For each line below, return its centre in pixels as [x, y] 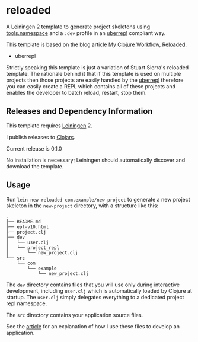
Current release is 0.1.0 [34, 148]
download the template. [35, 166]
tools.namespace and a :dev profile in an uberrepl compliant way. [86, 33]
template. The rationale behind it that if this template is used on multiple [94, 73]
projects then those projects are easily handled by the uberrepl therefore [95, 80]
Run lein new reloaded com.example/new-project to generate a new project [98, 199]
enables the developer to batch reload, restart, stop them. [76, 92]
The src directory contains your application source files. [75, 315]
